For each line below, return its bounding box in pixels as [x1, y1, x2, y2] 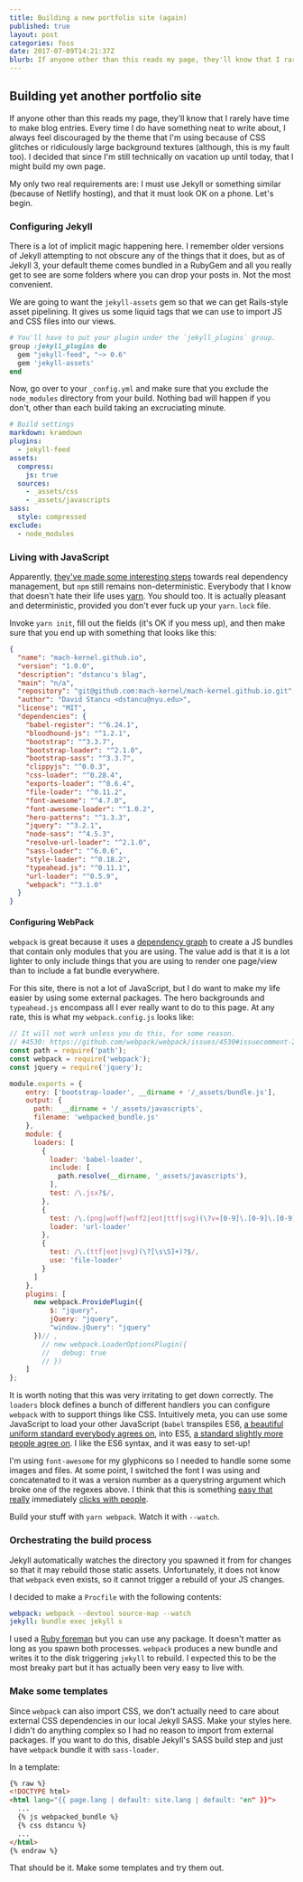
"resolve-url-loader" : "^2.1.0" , [25, 838, 151, 847]
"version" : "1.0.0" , [17, 661, 95, 670]
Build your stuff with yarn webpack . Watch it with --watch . [9, 1511, 221, 1522]
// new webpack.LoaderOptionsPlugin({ [41, 1339, 188, 1348]
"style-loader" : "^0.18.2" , [25, 855, 131, 864]
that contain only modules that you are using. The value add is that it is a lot [9, 946, 290, 957]
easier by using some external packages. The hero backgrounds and [9, 992, 265, 1004]
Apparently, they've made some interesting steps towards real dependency [9, 572, 289, 582]
